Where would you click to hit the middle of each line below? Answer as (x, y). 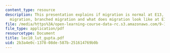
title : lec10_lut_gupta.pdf (35, 38)
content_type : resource (30, 10)
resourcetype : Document (30, 33)
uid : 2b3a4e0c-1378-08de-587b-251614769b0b (52, 43)
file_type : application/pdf (35, 29)
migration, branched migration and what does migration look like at (84, 19)
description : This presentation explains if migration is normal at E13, (85, 15)
